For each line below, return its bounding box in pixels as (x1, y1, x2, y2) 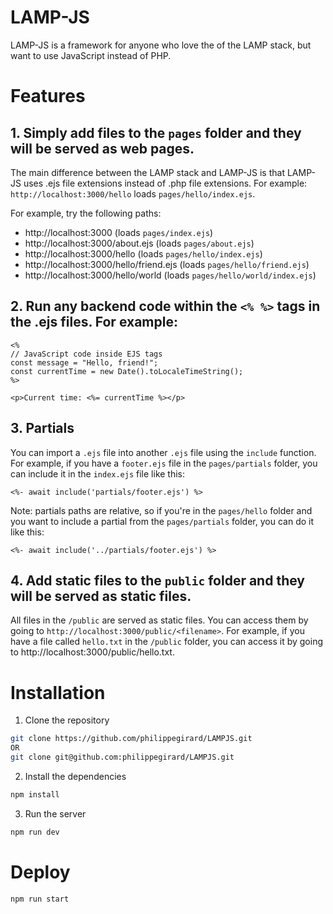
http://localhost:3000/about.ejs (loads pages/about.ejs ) (24, 237, 255, 249)
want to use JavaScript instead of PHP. (10, 49, 172, 61)
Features (10, 85, 86, 108)
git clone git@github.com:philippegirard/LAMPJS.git (10, 752, 235, 763)
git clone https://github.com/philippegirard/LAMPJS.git (10, 734, 253, 744)
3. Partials (10, 420, 75, 437)
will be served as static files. (10, 587, 192, 605)
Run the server (24, 807, 87, 820)
